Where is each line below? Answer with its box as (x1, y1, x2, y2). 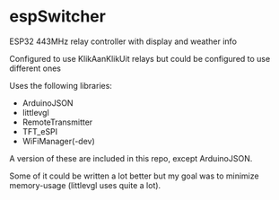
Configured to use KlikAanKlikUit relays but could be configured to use (9, 53, 271, 64)
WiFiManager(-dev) (22, 135, 96, 146)
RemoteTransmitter (22, 117, 93, 127)
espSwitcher (9, 6, 106, 27)
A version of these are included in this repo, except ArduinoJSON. (9, 152, 253, 163)
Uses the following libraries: (9, 80, 112, 91)
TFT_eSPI (22, 126, 58, 136)
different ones (9, 63, 61, 74)
